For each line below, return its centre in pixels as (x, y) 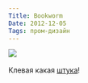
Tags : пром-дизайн (39, 31)
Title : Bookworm (36, 16)
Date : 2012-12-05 (38, 23)
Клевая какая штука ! (44, 70)
